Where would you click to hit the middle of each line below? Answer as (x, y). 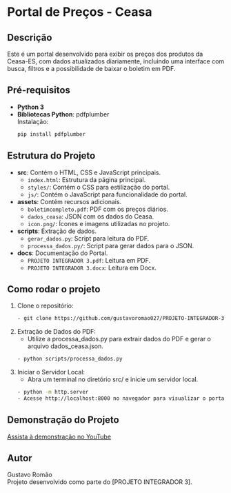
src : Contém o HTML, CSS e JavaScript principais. (89, 172)
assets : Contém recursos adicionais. (69, 201)
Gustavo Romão (30, 475)
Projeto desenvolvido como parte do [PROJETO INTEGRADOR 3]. (100, 482)
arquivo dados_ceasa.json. (65, 346)
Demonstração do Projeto (63, 420)
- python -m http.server (53, 392)
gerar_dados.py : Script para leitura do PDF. (88, 238)
